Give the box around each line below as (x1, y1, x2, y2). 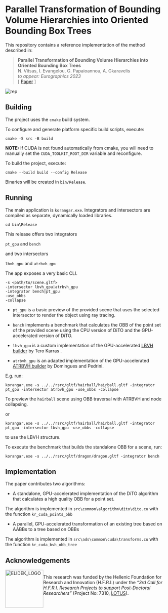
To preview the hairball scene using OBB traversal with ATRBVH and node (5, 396, 162, 402)
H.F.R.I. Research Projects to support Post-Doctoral (43, 585, 151, 591)
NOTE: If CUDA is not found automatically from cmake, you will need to (5, 145, 154, 151)
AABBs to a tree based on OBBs (12, 526, 79, 533)
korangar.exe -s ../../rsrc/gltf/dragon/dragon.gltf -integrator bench (5, 454, 159, 459)
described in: (5, 47, 33, 53)
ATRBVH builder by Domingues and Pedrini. (12, 363, 104, 369)
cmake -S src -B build (5, 136, 53, 141)
